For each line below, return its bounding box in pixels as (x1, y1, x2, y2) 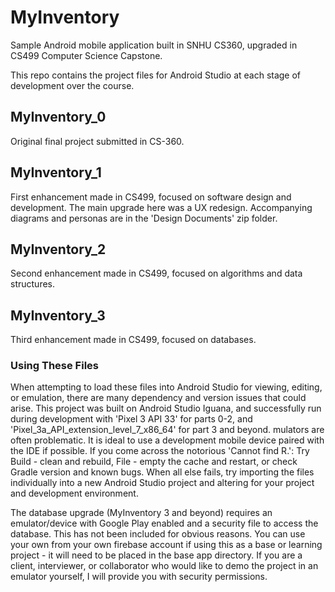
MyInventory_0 (10, 109, 107, 126)
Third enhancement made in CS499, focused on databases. (10, 334, 257, 346)
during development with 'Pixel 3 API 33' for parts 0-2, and (10, 413, 253, 425)
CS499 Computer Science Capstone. (10, 49, 163, 61)
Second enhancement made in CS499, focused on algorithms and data (10, 267, 303, 280)
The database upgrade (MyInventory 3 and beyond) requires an (10, 507, 273, 519)
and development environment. (10, 487, 139, 500)
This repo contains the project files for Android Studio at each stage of (10, 69, 302, 81)
